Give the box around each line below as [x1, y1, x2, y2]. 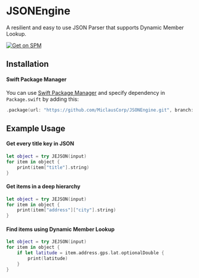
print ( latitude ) [27, 255, 68, 262]
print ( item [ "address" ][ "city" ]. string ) [17, 207, 117, 213]
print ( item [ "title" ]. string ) [17, 164, 90, 171]
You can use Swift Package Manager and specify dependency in [6, 89, 166, 96]
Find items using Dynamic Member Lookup [6, 226, 115, 233]
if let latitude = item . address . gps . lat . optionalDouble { [17, 250, 164, 256]
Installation [6, 59, 49, 69]
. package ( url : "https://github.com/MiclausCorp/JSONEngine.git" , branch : [6, 107, 194, 113]
